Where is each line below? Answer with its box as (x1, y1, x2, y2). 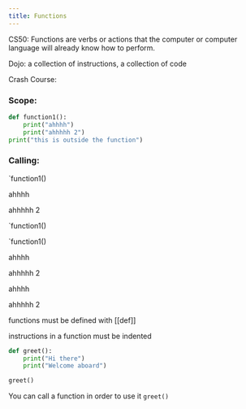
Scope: (8, 94, 37, 106)
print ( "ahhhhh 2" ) (23, 128, 85, 137)
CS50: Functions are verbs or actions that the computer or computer (8, 34, 238, 44)
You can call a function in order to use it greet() (8, 391, 169, 401)
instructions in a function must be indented (8, 331, 152, 341)
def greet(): (8, 346, 53, 355)
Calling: (8, 155, 40, 167)
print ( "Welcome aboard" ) (23, 362, 107, 370)
